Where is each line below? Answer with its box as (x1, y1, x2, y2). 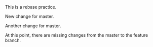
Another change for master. (5, 23, 61, 29)
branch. (5, 37, 21, 43)
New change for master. (5, 14, 54, 19)
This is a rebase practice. (5, 4, 57, 10)
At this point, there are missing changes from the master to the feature (5, 32, 148, 38)
